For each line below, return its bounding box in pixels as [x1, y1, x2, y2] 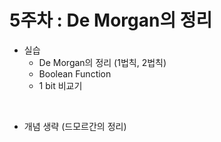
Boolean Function [38, 67, 112, 80]
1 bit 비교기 [38, 79, 83, 91]
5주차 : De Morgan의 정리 [9, 9, 213, 32]
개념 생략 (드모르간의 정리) [23, 120, 127, 132]
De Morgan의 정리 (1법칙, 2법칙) [38, 56, 167, 68]
